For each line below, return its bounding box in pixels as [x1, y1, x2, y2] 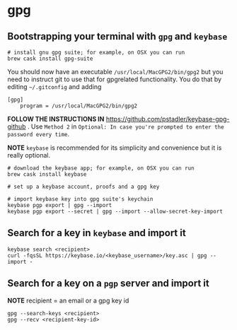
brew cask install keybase [7, 171, 87, 178]
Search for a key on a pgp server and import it [7, 278, 210, 290]
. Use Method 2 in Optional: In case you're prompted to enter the [27, 122, 224, 131]
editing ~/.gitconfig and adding [7, 83, 102, 90]
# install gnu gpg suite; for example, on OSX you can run [7, 49, 185, 56]
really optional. [7, 151, 51, 159]
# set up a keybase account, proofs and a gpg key [7, 183, 160, 190]
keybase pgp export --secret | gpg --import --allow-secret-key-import [7, 208, 223, 215]
